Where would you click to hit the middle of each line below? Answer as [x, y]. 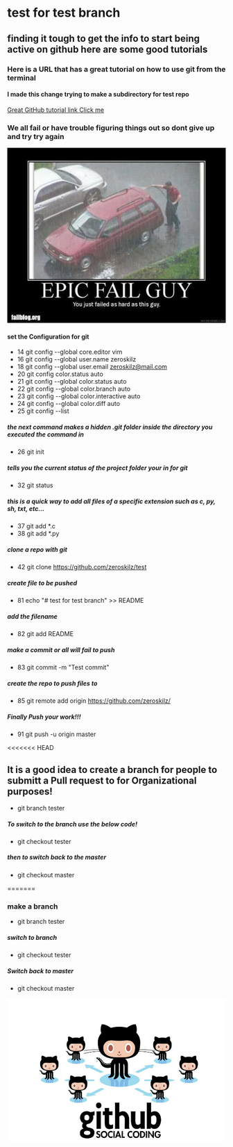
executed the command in [46, 434]
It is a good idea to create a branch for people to [112, 770]
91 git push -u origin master [57, 734]
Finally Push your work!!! [44, 717]
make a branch [33, 906]
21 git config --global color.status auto [72, 382]
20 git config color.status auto [60, 374]
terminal [21, 78]
